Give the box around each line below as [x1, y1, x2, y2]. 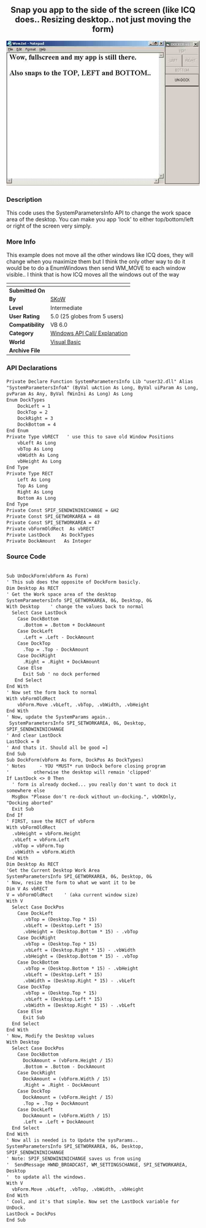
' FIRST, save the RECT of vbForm [6, 818, 95, 824]
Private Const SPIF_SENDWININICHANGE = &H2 [6, 507, 120, 513]
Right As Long [17, 489, 53, 495]
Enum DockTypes [6, 397, 45, 403]
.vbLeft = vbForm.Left [12, 837, 70, 843]
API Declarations [6, 364, 58, 372]
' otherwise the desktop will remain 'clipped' [6, 769, 152, 775]
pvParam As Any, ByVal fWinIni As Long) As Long [6, 391, 133, 397]
